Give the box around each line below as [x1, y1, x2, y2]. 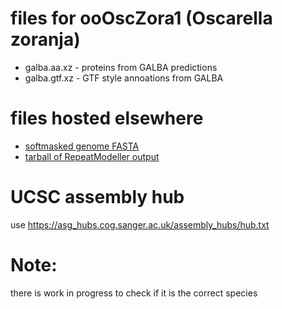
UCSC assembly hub [10, 186, 185, 209]
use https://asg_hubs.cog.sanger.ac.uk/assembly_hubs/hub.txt [10, 218, 270, 231]
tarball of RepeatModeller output [24, 150, 160, 162]
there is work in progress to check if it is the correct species [10, 287, 258, 299]
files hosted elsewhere [10, 107, 204, 130]
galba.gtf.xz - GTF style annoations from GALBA [24, 72, 224, 84]
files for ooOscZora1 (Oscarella [10, 7, 273, 30]
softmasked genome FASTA [24, 140, 140, 152]
